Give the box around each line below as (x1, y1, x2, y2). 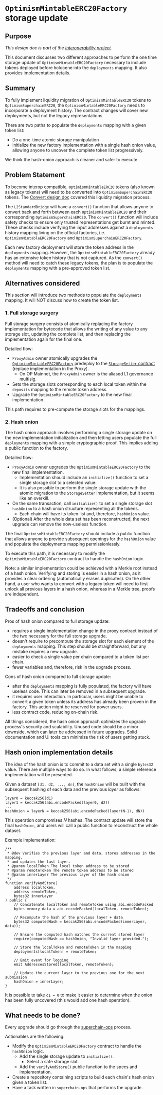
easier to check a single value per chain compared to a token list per (12, 654, 149, 659)
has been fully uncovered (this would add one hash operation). (5, 997, 131, 1003)
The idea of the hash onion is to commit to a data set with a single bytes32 (5, 761, 153, 767)
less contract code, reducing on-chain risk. (12, 709, 99, 715)
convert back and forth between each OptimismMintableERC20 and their (5, 209, 147, 215)
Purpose (5, 32, 32, 40)
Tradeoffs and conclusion (5, 605, 85, 613)
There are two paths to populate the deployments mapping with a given (5, 122, 146, 128)
